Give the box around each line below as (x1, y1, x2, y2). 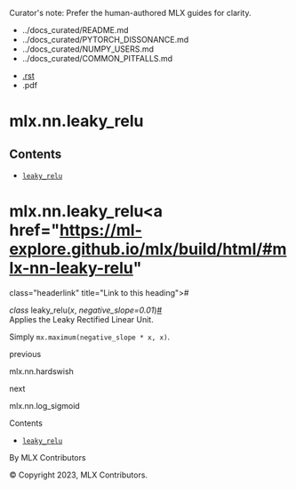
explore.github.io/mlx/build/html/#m (9, 240, 287, 259)
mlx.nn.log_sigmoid (9, 400, 80, 411)
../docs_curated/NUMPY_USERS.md (21, 44, 154, 54)
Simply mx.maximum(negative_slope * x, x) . (9, 331, 171, 342)
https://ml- (59, 220, 142, 240)
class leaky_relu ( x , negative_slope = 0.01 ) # (9, 305, 163, 315)
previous (9, 348, 42, 359)
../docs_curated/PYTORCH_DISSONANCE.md (21, 35, 189, 45)
